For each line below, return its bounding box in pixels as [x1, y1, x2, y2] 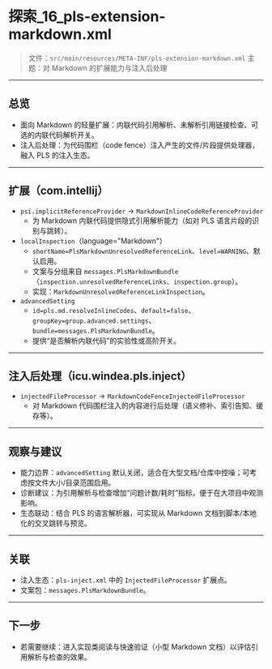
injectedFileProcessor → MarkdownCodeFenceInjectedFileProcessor [19, 391, 245, 401]
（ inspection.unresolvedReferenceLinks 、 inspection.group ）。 [32, 277, 243, 286]
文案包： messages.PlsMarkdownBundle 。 [19, 585, 151, 594]
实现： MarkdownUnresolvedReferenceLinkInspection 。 [32, 286, 210, 296]
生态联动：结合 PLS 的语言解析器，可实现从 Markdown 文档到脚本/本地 [19, 508, 257, 518]
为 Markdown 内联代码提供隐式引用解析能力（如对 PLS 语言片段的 [32, 216, 253, 225]
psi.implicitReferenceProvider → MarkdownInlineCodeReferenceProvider [19, 206, 264, 216]
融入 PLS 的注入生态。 [19, 150, 95, 160]
